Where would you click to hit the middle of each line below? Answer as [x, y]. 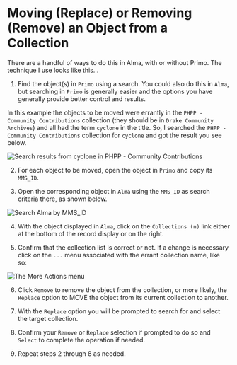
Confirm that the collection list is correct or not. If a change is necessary [123, 247]
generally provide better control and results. [82, 99]
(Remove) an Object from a [88, 28]
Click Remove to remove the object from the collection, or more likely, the [122, 290]
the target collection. [48, 318]
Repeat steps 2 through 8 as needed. [71, 353]
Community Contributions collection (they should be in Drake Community [111, 120]
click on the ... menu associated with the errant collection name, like [119, 255]
